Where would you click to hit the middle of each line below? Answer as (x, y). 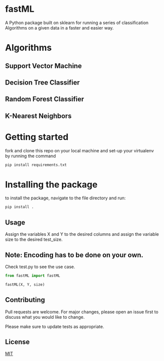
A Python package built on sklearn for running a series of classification (77, 23)
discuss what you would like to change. (45, 317)
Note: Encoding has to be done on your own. (74, 255)
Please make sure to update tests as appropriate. (55, 326)
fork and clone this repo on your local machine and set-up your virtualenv (80, 150)
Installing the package (51, 184)
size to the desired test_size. (34, 240)
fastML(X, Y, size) (25, 284)
